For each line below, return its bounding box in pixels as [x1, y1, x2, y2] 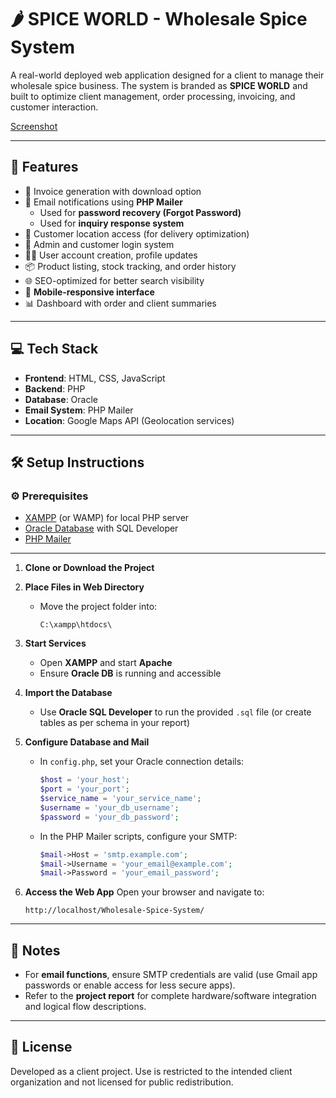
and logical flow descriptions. [24, 1001, 147, 1013]
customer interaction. [10, 101, 99, 113]
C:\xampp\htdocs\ [39, 620, 113, 630]
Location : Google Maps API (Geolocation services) [24, 414, 235, 426]
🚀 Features [10, 159, 79, 176]
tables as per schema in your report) [39, 717, 190, 729]
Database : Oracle [24, 393, 98, 405]
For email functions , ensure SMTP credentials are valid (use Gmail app [24, 969, 318, 981]
